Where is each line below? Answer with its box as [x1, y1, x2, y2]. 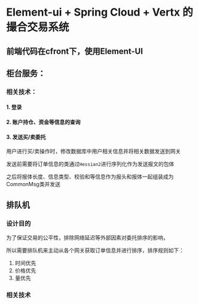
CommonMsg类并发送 [6, 181, 61, 188]
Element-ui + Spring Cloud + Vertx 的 [6, 5, 193, 19]
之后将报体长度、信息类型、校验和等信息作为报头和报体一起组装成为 [6, 173, 174, 180]
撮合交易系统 [6, 20, 70, 34]
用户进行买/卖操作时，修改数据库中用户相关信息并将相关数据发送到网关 [6, 148, 181, 155]
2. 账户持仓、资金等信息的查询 [6, 118, 81, 126]
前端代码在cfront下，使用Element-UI [6, 46, 143, 56]
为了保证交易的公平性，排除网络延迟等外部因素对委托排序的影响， [6, 234, 169, 241]
